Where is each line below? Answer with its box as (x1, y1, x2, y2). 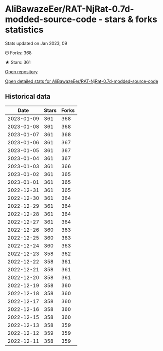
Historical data (5, 92, 51, 101)
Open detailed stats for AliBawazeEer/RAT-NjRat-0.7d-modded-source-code (5, 78, 159, 84)
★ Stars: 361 (5, 59, 31, 65)
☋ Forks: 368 (5, 50, 32, 56)
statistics (5, 24, 44, 35)
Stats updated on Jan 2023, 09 (5, 40, 68, 46)
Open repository (5, 68, 38, 74)
